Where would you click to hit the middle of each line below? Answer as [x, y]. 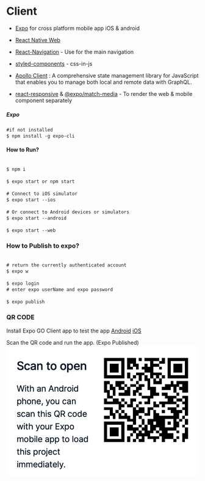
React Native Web [38, 40]
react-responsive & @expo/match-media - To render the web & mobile [104, 94]
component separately [43, 100]
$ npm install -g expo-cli [41, 136]
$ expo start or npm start [41, 182]
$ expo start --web [31, 230]
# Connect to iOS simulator [42, 194]
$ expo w [17, 271]
